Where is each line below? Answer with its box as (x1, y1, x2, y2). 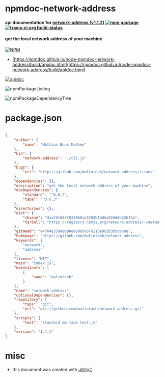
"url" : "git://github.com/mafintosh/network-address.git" (23, 306, 144, 312)
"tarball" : (23, 219, 45, 225)
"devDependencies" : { (14, 188, 58, 193)
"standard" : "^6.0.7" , (23, 192, 69, 197)
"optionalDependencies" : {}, (14, 293, 74, 297)
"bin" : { (14, 151, 32, 156)
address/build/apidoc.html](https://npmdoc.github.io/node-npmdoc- (12, 61, 151, 67)
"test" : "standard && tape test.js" (23, 320, 98, 325)
